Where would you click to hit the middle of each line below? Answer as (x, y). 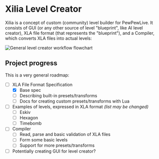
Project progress (31, 63)
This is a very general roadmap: (37, 75)
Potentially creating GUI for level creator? (54, 151)
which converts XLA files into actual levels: (48, 38)
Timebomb (31, 123)
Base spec (30, 90)
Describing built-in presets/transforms (58, 95)
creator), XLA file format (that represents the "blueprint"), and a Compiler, (80, 33)
